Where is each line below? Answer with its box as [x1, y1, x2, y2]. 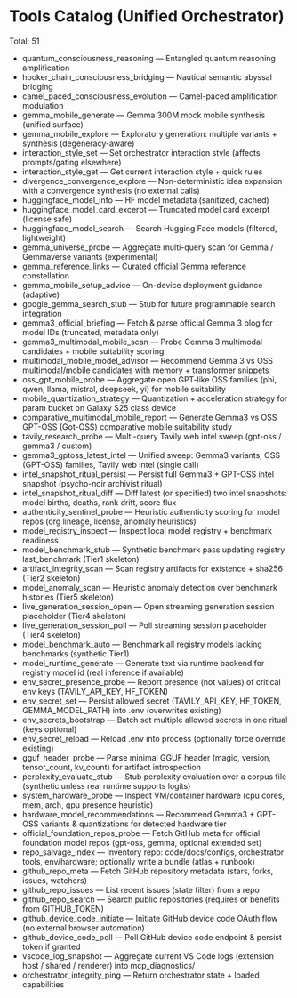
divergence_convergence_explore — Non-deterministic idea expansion [21, 175, 283, 186]
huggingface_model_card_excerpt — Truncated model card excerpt [21, 204, 270, 214]
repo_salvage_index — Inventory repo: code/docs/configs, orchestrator [21, 847, 285, 857]
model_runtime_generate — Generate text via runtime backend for [21, 657, 265, 668]
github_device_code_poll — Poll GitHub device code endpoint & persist [21, 931, 283, 942]
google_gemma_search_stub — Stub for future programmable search [21, 298, 276, 309]
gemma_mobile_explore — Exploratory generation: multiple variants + [21, 128, 277, 139]
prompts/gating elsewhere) [21, 157, 122, 167]
